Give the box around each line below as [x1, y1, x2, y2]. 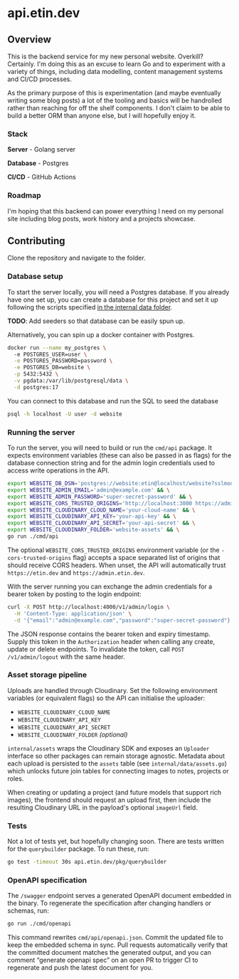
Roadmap [7, 191, 41, 201]
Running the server [7, 427, 75, 437]
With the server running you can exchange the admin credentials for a [7, 582, 213, 591]
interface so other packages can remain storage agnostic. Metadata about [7, 751, 225, 760]
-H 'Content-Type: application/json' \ [14, 610, 132, 617]
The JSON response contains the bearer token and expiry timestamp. [7, 630, 211, 638]
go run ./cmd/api [7, 533, 59, 540]
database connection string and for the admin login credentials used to [7, 459, 216, 467]
